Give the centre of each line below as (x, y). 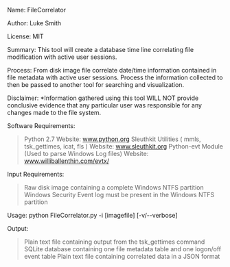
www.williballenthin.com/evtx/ (67, 161)
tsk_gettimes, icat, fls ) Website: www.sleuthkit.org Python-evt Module (123, 146)
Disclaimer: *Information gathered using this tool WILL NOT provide (103, 98)
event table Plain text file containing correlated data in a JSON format (122, 256)
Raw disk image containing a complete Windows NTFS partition (114, 187)
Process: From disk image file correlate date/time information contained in (112, 70)
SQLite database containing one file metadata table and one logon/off (123, 249)
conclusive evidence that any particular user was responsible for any (105, 105)
